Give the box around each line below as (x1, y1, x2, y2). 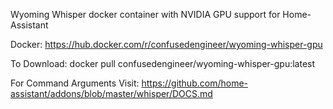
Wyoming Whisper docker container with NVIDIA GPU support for (10, 9, 281, 20)
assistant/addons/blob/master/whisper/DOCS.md (10, 88, 213, 99)
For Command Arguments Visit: (10, 77, 140, 89)
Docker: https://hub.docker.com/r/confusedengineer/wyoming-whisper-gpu (10, 39, 323, 50)
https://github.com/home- (141, 77, 248, 89)
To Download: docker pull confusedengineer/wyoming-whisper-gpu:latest (10, 58, 316, 69)
